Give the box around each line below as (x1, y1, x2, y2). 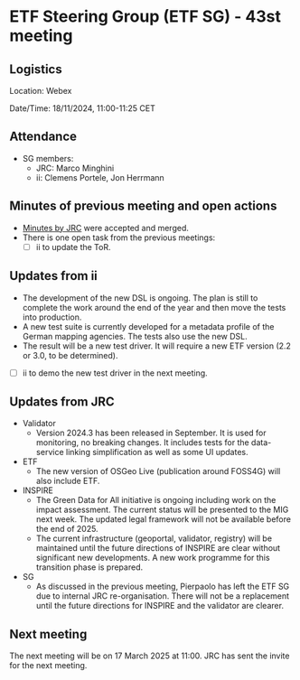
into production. (22, 312, 82, 322)
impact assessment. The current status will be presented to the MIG (35, 504, 289, 516)
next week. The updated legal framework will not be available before (35, 514, 292, 525)
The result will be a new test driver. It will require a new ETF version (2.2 (22, 340, 292, 351)
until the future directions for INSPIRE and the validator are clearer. (35, 601, 285, 611)
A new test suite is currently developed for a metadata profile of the (22, 321, 275, 331)
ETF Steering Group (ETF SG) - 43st (9, 6, 282, 27)
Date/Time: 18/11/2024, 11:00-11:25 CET (9, 103, 155, 114)
